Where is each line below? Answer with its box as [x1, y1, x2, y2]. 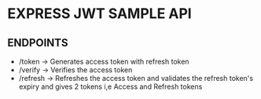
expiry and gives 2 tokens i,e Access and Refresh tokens [18, 82, 203, 91]
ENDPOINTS [7, 36, 68, 49]
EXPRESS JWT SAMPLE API [7, 5, 192, 23]
